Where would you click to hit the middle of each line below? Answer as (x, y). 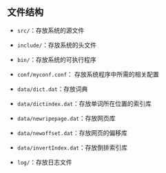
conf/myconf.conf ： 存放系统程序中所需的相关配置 (88, 74)
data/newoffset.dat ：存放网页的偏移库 (72, 132)
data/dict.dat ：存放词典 (52, 89)
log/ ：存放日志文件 (44, 162)
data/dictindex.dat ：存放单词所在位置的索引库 (84, 103)
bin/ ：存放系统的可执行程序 (56, 59)
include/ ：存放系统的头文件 (57, 45)
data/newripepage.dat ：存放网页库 (66, 118)
